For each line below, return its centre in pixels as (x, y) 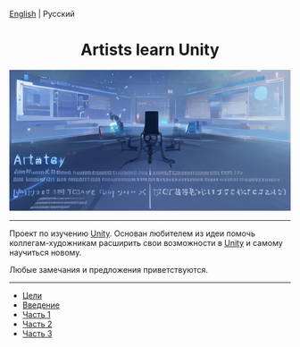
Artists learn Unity (150, 50)
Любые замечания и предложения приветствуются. (108, 269)
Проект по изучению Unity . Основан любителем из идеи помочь (133, 233)
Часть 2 (37, 324)
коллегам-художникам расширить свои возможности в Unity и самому (146, 242)
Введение (41, 305)
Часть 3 (37, 333)
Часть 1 (36, 314)
